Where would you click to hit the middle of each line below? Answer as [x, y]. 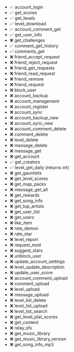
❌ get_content [24, 322]
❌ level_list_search [28, 311]
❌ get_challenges [27, 40]
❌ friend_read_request [32, 73]
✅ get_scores [23, 13]
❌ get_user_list [25, 212]
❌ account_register [29, 107]
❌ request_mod [25, 245]
